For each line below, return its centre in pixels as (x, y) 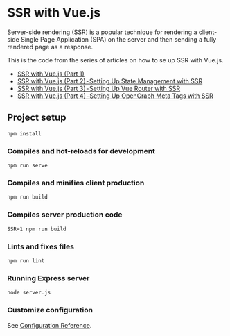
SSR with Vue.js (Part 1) (51, 74)
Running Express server (48, 278)
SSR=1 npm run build (37, 229)
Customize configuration (50, 310)
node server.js (29, 293)
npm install (24, 133)
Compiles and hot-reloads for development (81, 151)
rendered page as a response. (50, 47)
